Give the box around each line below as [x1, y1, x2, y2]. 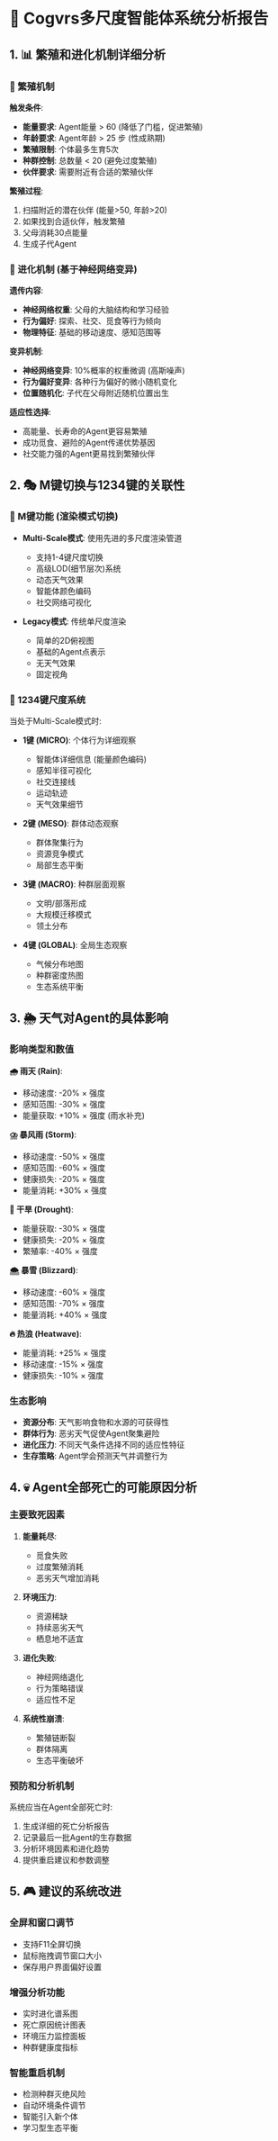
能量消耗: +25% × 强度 [22, 1347, 107, 1358]
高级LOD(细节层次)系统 [35, 563, 121, 574]
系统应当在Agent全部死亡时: [9, 1802, 113, 1812]
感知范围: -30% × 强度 [22, 1098, 106, 1109]
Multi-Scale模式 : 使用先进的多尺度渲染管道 [22, 532, 183, 543]
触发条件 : [9, 102, 44, 113]
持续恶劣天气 [35, 1622, 84, 1632]
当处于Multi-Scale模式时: [9, 716, 102, 727]
